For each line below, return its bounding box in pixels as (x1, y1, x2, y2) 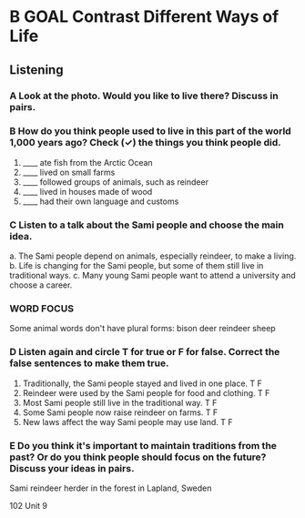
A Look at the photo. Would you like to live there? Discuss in (9, 89, 280, 102)
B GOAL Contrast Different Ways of (9, 6, 280, 27)
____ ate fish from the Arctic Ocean (22, 157, 153, 168)
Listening (9, 62, 64, 77)
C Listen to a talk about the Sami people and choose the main (9, 218, 284, 231)
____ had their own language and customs (22, 196, 179, 207)
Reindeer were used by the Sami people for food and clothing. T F (22, 387, 270, 398)
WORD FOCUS (9, 302, 75, 315)
